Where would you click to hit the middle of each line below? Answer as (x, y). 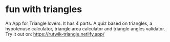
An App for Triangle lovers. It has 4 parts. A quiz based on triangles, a (79, 23)
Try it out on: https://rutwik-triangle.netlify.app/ (55, 34)
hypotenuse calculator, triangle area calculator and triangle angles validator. (85, 28)
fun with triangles (44, 9)
